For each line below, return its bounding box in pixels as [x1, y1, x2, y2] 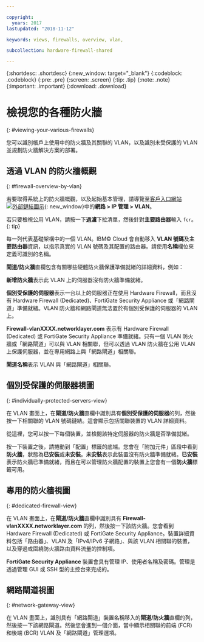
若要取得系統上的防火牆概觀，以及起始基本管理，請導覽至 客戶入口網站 [6, 195, 182, 202]
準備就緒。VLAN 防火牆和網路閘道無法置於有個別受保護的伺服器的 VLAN [16, 304, 198, 311]
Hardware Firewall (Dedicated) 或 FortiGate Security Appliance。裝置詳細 [6, 529, 189, 537]
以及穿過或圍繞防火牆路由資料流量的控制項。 [6, 545, 118, 552]
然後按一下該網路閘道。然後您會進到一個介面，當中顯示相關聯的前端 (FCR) [6, 622, 192, 629]
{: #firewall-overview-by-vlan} [6, 182, 82, 189]
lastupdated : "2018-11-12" [6, 26, 75, 32]
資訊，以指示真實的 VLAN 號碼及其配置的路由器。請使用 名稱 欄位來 [27, 242, 194, 250]
